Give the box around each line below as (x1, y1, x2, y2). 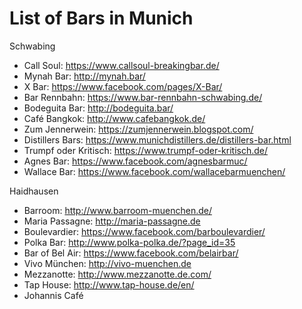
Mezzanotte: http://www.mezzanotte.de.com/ (23, 268, 212, 280)
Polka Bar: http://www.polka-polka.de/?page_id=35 (23, 236, 236, 248)
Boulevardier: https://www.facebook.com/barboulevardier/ (23, 225, 266, 237)
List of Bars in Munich (9, 7, 194, 30)
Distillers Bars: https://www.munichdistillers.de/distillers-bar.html (23, 133, 292, 146)
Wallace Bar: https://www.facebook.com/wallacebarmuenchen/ (23, 165, 286, 177)
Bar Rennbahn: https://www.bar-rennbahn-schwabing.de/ (23, 91, 263, 103)
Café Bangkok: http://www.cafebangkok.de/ (23, 112, 206, 124)
